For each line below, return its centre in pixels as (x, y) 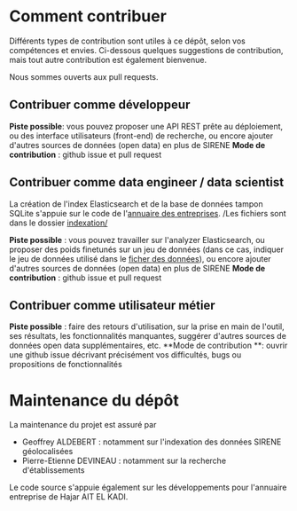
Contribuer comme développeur (100, 105)
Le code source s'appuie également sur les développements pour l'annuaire (148, 487)
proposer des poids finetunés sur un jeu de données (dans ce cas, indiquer (146, 249)
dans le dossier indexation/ (59, 223)
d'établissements (53, 470)
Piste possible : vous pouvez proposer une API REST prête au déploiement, (146, 126)
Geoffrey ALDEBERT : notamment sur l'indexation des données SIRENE (152, 442)
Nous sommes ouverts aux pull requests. (84, 76)
